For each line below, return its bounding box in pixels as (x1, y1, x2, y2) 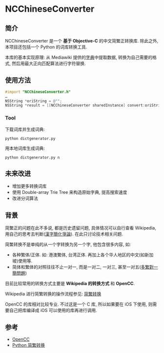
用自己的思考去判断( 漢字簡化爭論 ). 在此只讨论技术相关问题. (5, 231, 123, 237)
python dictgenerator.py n (5, 155, 60, 160)
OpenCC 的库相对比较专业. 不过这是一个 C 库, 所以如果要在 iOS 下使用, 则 (5, 301, 153, 307)
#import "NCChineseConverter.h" (5, 89, 71, 94)
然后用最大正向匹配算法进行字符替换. (11, 61, 86, 66)
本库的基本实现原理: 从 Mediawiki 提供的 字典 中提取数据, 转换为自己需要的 (5, 55, 153, 60)
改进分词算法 (12, 195, 38, 201)
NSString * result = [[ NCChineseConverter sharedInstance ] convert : (5, 103, 145, 108)
